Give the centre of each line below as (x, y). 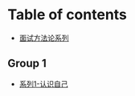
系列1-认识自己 (43, 84)
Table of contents (67, 15)
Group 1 (27, 64)
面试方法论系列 (44, 38)
